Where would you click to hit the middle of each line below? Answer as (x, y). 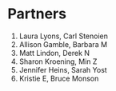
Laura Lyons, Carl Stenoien (64, 36)
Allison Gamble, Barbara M (63, 44)
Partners (37, 14)
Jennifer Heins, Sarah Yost (63, 69)
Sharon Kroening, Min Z (58, 61)
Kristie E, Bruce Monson (59, 78)
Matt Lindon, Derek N (54, 53)
